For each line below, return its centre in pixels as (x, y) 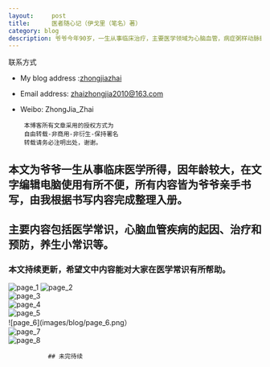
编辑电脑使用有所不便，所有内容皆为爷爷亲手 (130, 185)
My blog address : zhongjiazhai (71, 78)
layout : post (37, 16)
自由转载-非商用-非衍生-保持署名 (71, 134)
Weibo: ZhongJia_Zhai (57, 109)
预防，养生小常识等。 (61, 245)
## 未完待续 (65, 357)
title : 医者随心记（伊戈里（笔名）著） (75, 23)
